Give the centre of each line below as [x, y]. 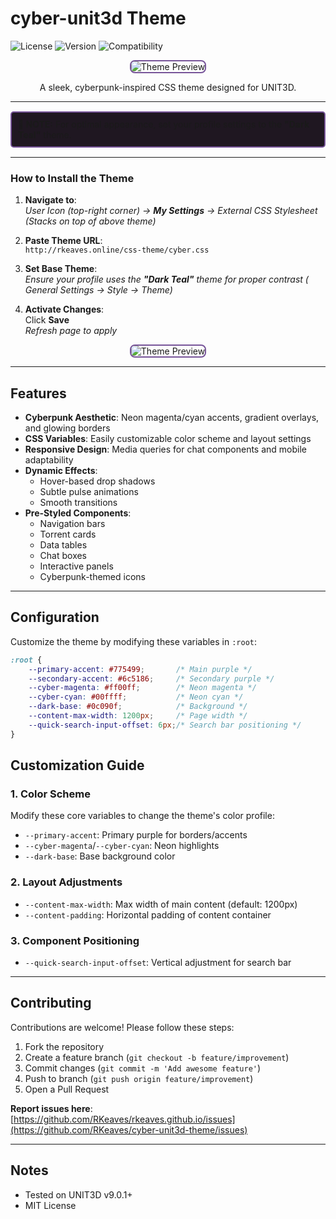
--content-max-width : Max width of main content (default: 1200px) [161, 904]
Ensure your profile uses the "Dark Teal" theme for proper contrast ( [166, 279]
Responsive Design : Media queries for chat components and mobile [166, 449]
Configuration [55, 617]
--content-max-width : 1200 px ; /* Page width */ [138, 716]
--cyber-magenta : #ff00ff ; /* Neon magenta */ [142, 688]
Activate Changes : [64, 309]
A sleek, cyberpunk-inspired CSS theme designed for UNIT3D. [168, 87]
